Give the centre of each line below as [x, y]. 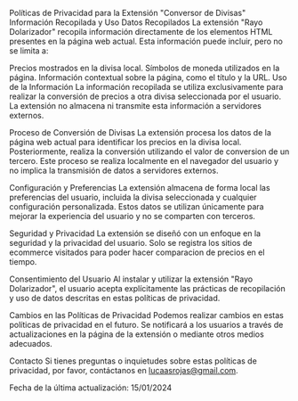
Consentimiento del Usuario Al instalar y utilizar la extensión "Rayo [131, 279]
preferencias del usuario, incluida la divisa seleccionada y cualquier [133, 197]
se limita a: [29, 51]
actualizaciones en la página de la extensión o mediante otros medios [137, 334]
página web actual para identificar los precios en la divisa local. [125, 142]
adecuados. [31, 344]
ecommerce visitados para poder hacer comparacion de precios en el [137, 252]
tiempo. [23, 262]
